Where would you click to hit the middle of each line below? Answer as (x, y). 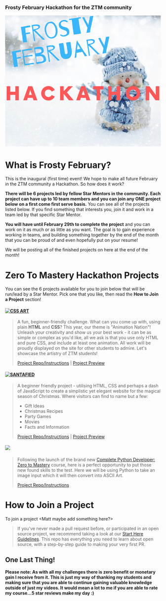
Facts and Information (47, 427)
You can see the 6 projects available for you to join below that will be (75, 289)
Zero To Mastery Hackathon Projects (82, 275)
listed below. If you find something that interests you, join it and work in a (79, 210)
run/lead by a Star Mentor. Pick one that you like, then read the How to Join (82, 294)
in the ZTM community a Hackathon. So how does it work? (65, 184)
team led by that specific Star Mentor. (43, 215)
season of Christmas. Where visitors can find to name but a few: (83, 396)
